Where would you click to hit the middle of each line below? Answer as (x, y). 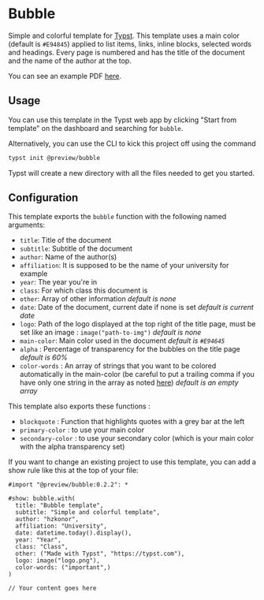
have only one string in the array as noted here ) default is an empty (129, 382)
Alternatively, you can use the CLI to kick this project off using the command (132, 143)
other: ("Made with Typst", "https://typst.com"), (100, 554)
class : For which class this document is (84, 291)
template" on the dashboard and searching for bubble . (96, 128)
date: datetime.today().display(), (74, 533)
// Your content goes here (52, 588)
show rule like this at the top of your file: (73, 471)
